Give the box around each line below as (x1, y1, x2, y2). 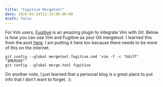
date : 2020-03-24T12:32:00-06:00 (5, 12, 73, 17)
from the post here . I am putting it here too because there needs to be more (5, 40, 158, 46)
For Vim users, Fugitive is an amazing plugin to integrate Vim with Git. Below (5, 30, 159, 35)
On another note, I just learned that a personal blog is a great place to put (5, 71, 153, 77)
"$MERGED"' (5, 59, 27, 64)
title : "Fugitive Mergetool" (5, 7, 65, 12)
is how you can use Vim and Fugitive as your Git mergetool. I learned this (5, 35, 152, 40)
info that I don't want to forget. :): (5, 76, 72, 83)
